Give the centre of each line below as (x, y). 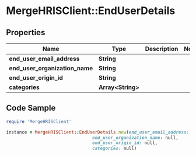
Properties (26, 33)
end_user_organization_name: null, (136, 138)
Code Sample (31, 108)
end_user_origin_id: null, (125, 143)
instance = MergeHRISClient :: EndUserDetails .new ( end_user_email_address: (98, 132)
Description (162, 49)
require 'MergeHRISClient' (39, 121)
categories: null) (115, 149)
